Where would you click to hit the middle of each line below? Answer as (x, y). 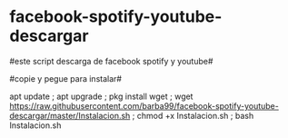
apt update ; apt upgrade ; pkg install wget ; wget (101, 96)
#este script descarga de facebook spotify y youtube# (111, 61)
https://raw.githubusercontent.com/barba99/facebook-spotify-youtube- (144, 105)
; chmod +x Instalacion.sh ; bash (193, 115)
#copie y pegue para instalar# (66, 78)
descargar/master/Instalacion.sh (70, 115)
